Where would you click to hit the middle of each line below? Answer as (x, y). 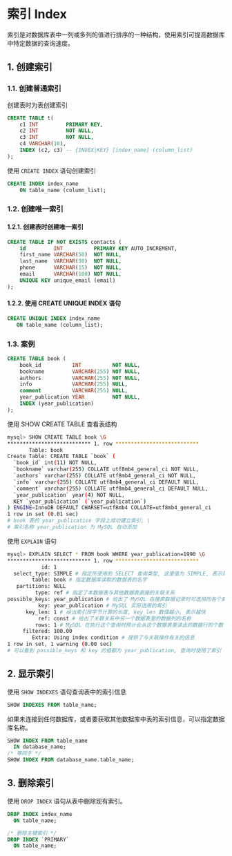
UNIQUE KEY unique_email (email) (68, 280)
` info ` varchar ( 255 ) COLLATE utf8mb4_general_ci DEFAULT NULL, (106, 482)
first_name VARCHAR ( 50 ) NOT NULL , (71, 255)
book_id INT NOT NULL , (80, 365)
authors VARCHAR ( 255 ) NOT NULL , (80, 378)
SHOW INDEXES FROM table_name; (52, 705)
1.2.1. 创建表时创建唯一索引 (46, 227)
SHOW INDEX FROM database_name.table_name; (71, 760)
